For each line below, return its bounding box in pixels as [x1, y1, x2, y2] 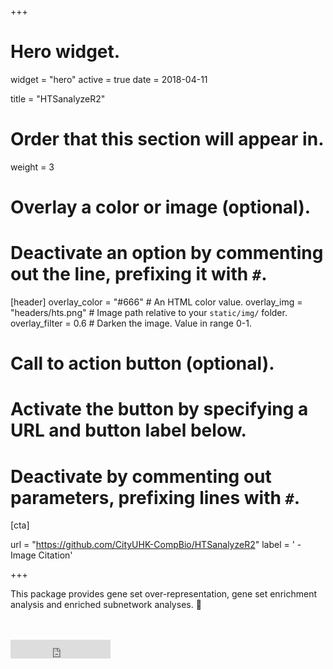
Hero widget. [10, 41, 121, 63]
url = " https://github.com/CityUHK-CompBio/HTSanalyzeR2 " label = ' [10, 539, 295, 551]
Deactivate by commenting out [10, 465, 272, 488]
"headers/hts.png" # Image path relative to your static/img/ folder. [10, 307, 288, 318]
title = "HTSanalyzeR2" [10, 92, 106, 105]
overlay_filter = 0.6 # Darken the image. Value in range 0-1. [10, 317, 252, 329]
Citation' [38, 549, 73, 561]
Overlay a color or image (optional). [10, 196, 312, 219]
